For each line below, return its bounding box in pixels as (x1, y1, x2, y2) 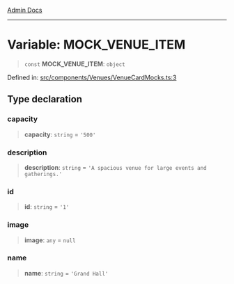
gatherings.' (24, 171, 63, 177)
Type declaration (7, 93, 82, 105)
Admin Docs (7, 6, 42, 14)
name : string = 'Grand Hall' (24, 269, 109, 277)
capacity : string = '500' (24, 130, 96, 139)
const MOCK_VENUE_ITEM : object (24, 59, 125, 68)
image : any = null (24, 236, 76, 244)
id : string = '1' (24, 203, 70, 211)
